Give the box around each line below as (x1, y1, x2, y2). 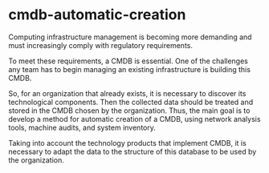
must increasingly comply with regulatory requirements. (8, 40, 194, 50)
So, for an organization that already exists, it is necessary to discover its (8, 88, 247, 98)
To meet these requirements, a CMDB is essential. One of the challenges (8, 56, 249, 66)
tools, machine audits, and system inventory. (8, 123, 157, 132)
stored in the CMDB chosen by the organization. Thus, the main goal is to (8, 106, 251, 115)
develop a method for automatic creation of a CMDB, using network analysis (8, 114, 261, 123)
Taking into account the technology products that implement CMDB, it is (8, 138, 247, 147)
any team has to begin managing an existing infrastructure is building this (8, 64, 251, 74)
